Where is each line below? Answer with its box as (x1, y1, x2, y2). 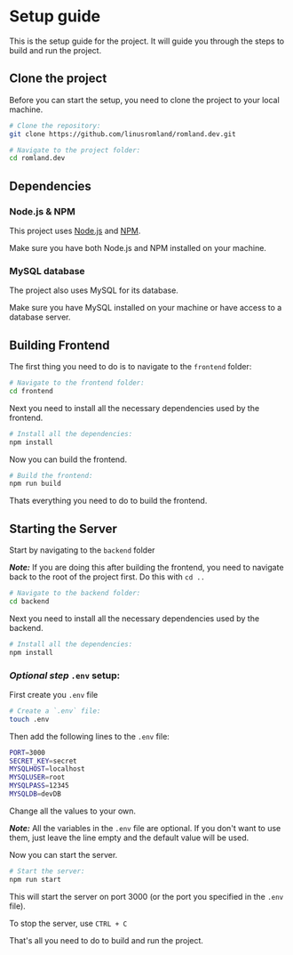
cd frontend (9, 386, 53, 395)
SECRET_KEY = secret (9, 757, 77, 765)
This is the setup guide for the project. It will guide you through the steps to (9, 36, 285, 46)
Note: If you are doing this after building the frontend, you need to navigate (9, 562, 284, 573)
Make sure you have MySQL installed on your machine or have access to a (9, 303, 282, 313)
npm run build (9, 479, 62, 489)
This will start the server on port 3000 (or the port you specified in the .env (9, 891, 284, 902)
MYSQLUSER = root (9, 773, 66, 782)
